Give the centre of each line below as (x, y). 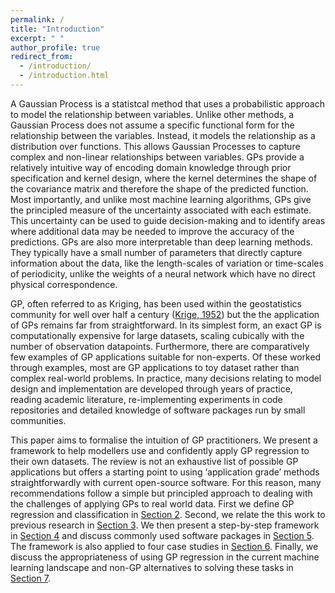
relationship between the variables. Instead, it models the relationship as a (163, 135)
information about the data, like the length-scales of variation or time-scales (167, 263)
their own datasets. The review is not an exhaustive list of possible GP (154, 461)
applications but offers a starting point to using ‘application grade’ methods (165, 472)
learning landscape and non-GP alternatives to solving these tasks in (152, 567)
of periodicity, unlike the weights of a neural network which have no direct (163, 273)
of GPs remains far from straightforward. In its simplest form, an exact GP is (166, 325)
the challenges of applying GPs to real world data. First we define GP (152, 503)
